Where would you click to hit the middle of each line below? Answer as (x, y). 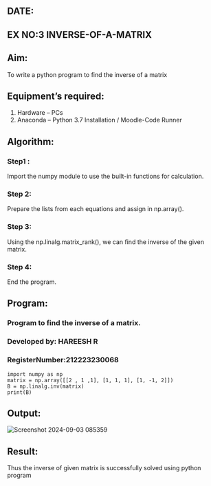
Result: (23, 451)
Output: (24, 413)
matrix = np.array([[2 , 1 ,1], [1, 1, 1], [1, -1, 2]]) (90, 380)
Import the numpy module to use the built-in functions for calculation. (105, 176)
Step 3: (20, 227)
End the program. (32, 282)
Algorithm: (31, 141)
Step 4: (20, 267)
